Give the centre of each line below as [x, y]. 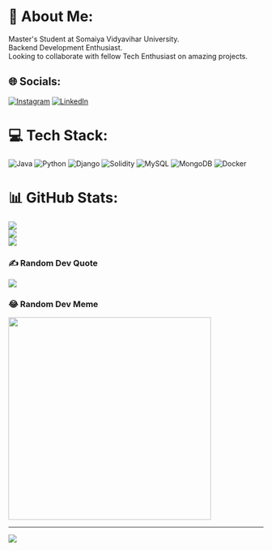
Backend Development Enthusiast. [66, 47]
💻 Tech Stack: [58, 135]
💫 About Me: [51, 17]
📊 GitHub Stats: [64, 197]
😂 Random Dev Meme [53, 304]
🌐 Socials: [35, 81]
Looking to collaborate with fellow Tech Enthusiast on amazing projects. [128, 56]
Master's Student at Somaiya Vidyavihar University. [94, 39]
